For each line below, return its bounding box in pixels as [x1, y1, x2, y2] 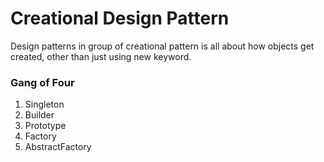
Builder [24, 109, 55, 121]
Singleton [24, 98, 65, 111]
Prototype [24, 120, 67, 132]
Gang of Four [10, 75, 75, 89]
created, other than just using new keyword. [10, 50, 192, 62]
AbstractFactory [24, 141, 92, 153]
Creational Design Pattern [10, 7, 230, 30]
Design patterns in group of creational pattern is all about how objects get [10, 40, 315, 52]
